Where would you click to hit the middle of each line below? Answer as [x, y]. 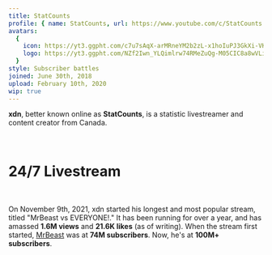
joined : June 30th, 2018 [50, 76]
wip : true [25, 91]
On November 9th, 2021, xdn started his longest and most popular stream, [132, 209]
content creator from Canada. [58, 123]
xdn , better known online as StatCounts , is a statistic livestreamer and [126, 114]
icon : [32, 46]
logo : [32, 53]
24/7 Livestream [65, 171]
